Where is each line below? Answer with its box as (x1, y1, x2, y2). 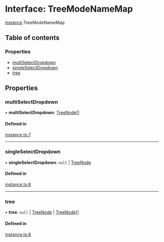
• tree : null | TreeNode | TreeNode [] (5, 209, 79, 215)
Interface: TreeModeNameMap (5, 3, 133, 15)
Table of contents (5, 34, 60, 42)
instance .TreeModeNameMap (5, 20, 65, 25)
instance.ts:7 (5, 132, 31, 138)
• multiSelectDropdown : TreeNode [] (5, 110, 80, 116)
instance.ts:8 (5, 231, 31, 237)
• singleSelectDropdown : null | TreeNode (5, 160, 91, 165)
